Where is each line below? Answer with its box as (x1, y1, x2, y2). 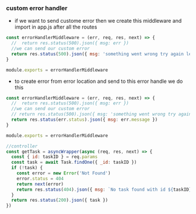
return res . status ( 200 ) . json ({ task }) (11, 197, 108, 204)
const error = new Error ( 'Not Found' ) (16, 170, 111, 176)
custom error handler (6, 4, 68, 12)
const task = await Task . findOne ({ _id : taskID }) (11, 159, 137, 166)
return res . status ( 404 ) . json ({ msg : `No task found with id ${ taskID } (16, 187, 192, 192)
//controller (6, 143, 38, 149)
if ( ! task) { (11, 165, 43, 171)
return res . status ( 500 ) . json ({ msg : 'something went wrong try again (11, 51, 184, 57)
